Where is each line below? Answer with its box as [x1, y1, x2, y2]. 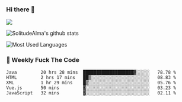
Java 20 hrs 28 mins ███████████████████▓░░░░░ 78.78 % [6, 69, 177, 75]
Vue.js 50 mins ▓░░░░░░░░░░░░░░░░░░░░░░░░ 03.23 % [6, 85, 177, 91]
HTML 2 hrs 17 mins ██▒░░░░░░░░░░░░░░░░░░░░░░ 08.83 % [6, 74, 177, 80]
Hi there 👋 [6, 5, 36, 14]
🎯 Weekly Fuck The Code [6, 56, 80, 64]
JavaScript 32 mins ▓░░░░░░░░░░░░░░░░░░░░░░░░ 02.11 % [6, 90, 177, 96]
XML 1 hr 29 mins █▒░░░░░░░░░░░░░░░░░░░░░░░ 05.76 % [6, 80, 177, 85]
